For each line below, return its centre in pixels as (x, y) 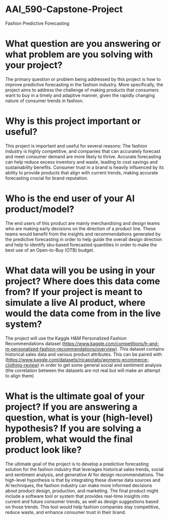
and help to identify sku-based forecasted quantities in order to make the (81, 245)
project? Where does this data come (83, 281)
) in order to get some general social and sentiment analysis (100, 365)
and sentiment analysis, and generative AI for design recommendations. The (84, 475)
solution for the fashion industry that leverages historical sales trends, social (84, 469)
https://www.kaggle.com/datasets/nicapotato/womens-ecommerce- (78, 359)
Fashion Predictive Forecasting (37, 23)
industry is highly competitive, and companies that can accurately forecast (83, 151)
